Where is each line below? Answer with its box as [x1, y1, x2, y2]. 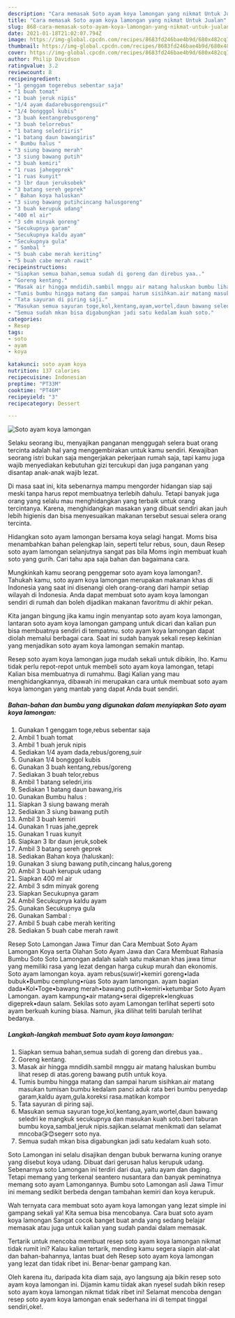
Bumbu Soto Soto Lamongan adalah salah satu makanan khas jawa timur [8, 955, 217, 964]
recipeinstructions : [8, 264, 68, 271]
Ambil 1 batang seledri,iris [17, 778, 93, 787]
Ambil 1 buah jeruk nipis [17, 740, 86, 749]
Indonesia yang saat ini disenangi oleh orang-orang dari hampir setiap [8, 583, 209, 592]
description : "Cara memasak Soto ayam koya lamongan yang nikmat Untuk [8, 10, 220, 17]
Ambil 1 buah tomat [17, 733, 74, 742]
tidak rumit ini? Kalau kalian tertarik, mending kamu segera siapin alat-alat [8, 1245, 220, 1253]
